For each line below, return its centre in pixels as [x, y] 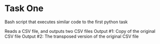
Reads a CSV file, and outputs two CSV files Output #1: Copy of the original [80, 31]
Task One [24, 8]
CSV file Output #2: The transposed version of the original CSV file [72, 36]
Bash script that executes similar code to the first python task [66, 22]
